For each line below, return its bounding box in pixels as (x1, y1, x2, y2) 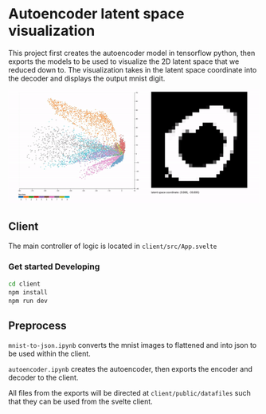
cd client (8, 280, 41, 288)
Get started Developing (8, 261, 100, 272)
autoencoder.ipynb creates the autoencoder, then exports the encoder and (8, 364, 253, 373)
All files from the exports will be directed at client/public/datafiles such (8, 388, 251, 397)
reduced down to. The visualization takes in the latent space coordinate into (8, 65, 257, 74)
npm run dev (8, 297, 48, 305)
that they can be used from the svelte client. (8, 396, 153, 406)
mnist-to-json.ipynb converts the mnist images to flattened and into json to (8, 340, 257, 349)
